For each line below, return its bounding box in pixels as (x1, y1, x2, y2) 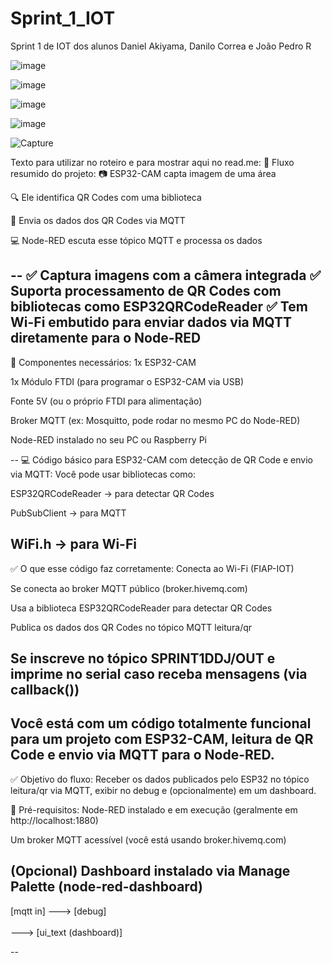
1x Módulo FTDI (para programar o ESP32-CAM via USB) (10, 375, 245, 387)
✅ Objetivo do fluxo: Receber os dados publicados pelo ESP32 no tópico (10, 773, 310, 785)
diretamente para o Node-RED (10, 330, 202, 347)
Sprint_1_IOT (10, 7, 116, 30)
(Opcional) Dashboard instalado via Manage (10, 863, 291, 880)
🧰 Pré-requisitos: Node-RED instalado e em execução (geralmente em (10, 803, 298, 816)
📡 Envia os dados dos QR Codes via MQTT (10, 214, 186, 226)
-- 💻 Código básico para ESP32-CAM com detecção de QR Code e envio (10, 453, 313, 466)
